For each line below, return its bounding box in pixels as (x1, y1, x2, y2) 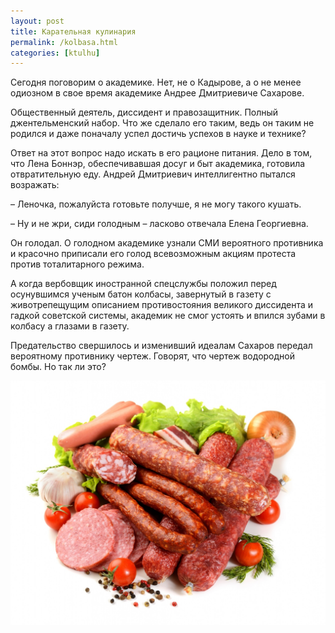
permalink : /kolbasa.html (10, 37, 118, 47)
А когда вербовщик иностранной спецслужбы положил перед (10, 278, 277, 290)
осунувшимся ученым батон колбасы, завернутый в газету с (10, 288, 272, 300)
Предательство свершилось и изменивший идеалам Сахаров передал (10, 340, 313, 352)
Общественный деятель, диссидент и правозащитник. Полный (10, 106, 279, 119)
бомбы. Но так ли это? (10, 361, 107, 373)
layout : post (10, 16, 65, 26)
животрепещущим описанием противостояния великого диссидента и (10, 299, 314, 311)
